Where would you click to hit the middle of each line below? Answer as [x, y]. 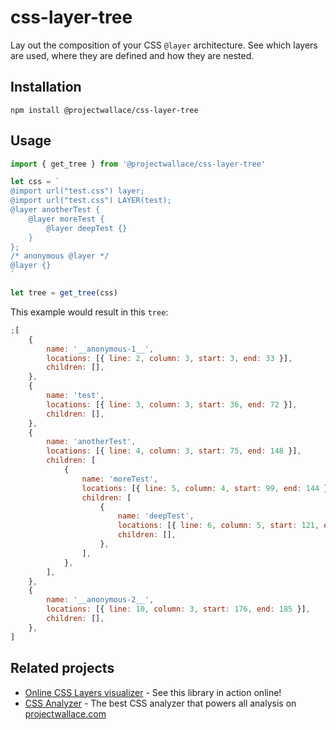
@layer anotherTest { [55, 210]
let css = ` [35, 182]
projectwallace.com [65, 713]
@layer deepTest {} [87, 228]
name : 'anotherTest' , [91, 442]
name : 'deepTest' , [156, 516]
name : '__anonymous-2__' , [100, 600]
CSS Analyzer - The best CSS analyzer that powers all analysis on [160, 703]
